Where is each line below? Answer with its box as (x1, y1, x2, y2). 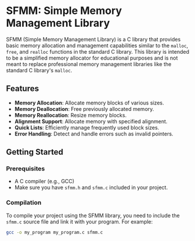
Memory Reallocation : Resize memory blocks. (14, 111, 127, 118)
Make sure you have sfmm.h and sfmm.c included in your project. (14, 184, 168, 191)
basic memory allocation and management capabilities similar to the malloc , (6, 42, 189, 49)
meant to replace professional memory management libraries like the (6, 60, 172, 68)
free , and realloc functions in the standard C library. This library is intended (6, 48, 190, 55)
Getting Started (6, 147, 64, 157)
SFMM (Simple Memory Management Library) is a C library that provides (6, 36, 181, 43)
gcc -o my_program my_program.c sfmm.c (6, 229, 103, 235)
